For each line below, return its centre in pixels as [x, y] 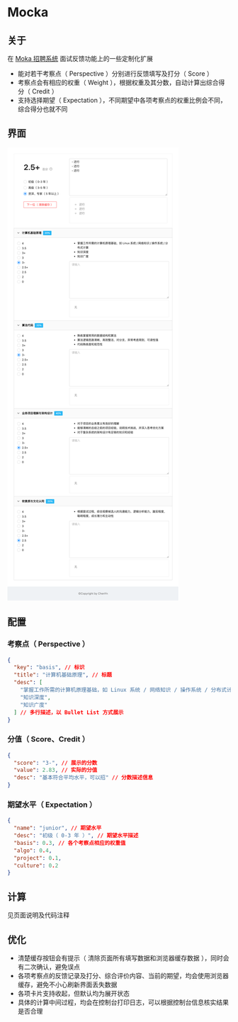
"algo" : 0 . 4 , [33, 851]
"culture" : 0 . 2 [36, 865]
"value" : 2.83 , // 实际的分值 [56, 770]
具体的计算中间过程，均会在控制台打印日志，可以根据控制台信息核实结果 [123, 1002]
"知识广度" [34, 705]
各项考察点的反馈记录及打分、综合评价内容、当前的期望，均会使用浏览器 [123, 975]
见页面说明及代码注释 [38, 915]
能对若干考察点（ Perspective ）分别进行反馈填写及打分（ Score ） [115, 74]
